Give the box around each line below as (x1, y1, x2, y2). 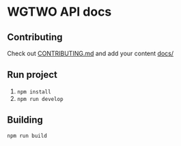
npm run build (7, 132, 48, 139)
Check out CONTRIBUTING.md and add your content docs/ (7, 49, 174, 57)
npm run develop (16, 96, 64, 102)
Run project (7, 69, 58, 81)
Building (7, 114, 43, 126)
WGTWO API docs (7, 4, 112, 20)
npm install (16, 88, 51, 96)
